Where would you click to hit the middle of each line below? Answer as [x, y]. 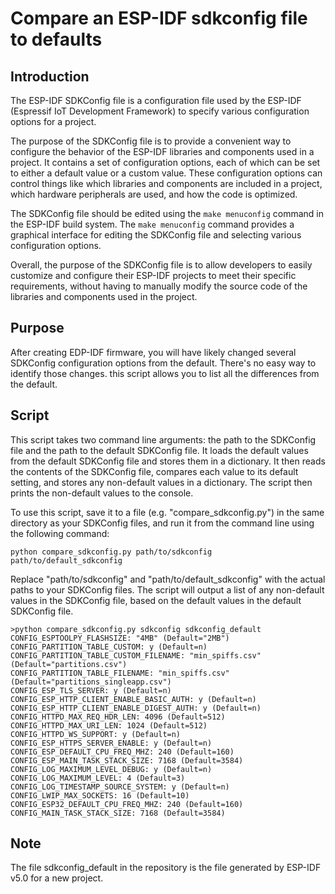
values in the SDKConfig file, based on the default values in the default [156, 600]
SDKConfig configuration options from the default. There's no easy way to [163, 363]
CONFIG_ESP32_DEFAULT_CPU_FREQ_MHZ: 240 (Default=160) [127, 804]
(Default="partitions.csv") [69, 664]
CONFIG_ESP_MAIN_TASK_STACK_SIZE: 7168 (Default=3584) [127, 760]
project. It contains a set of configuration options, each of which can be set [165, 162]
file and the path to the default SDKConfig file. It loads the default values [159, 450]
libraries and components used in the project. [104, 296]
